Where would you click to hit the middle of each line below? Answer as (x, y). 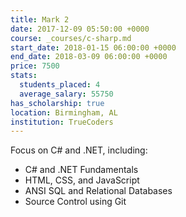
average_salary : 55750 (66, 94)
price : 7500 (35, 66)
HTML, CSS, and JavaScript (82, 180)
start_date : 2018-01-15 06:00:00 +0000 (93, 47)
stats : (24, 76)
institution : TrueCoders (62, 122)
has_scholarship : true (57, 103)
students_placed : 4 (60, 85)
